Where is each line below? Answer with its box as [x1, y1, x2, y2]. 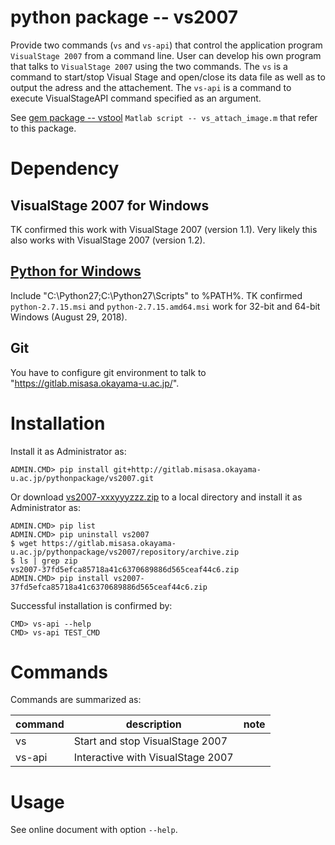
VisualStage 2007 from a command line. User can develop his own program [10, 49, 322, 61]
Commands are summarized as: [10, 694, 142, 706]
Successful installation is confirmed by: [10, 599, 173, 611]
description [125, 717, 182, 731]
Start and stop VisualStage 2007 [73, 734, 228, 748]
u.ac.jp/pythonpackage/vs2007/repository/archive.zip [10, 547, 240, 557]
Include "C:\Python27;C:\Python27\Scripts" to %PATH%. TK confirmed [10, 289, 303, 301]
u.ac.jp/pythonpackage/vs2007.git [10, 473, 155, 483]
